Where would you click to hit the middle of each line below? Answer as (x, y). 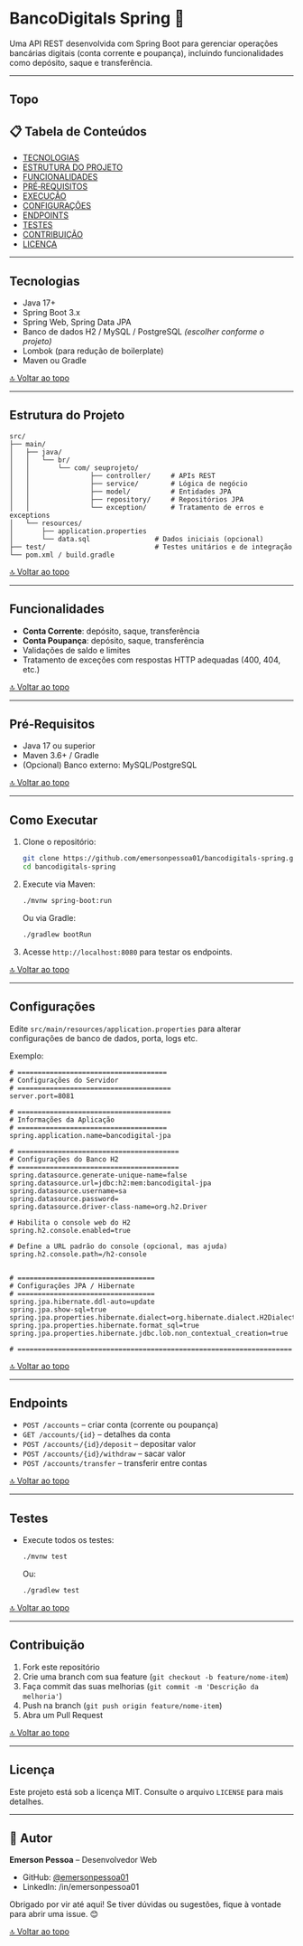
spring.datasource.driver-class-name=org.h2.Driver (108, 1207)
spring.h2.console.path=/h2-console (78, 1254)
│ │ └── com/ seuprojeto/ (74, 468)
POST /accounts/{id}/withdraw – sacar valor (104, 1453)
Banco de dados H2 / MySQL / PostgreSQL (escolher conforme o (143, 331)
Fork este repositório (61, 1667)
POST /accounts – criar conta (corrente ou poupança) (120, 1425)
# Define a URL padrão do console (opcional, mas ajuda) (119, 1246)
